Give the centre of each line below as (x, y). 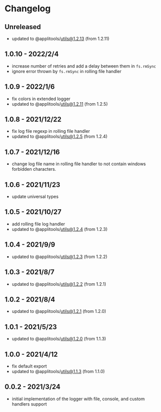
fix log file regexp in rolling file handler (51, 131)
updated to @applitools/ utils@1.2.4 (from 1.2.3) (60, 229)
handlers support (29, 404)
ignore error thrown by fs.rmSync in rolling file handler (66, 71)
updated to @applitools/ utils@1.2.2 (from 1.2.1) (59, 284)
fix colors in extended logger (41, 99)
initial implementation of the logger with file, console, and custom (78, 399)
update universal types (35, 197)
